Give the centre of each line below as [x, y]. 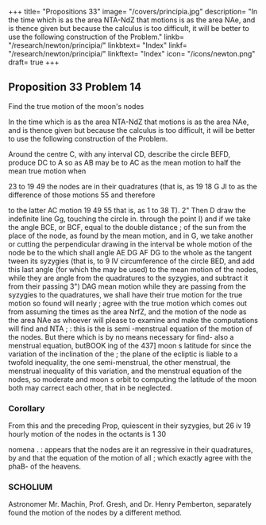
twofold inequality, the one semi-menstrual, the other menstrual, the [120, 362]
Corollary [27, 408]
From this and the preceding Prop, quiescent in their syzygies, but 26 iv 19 [130, 426]
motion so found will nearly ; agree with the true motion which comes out [128, 303]
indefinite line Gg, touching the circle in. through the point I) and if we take [130, 219]
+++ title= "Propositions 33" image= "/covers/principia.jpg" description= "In [133, 12]
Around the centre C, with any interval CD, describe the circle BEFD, [120, 154]
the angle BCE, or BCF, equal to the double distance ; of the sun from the [127, 227]
